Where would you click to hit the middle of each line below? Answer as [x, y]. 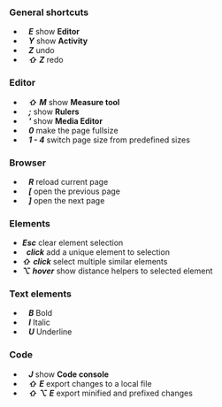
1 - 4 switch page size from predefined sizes [109, 140]
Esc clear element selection [73, 243]
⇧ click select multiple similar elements [95, 262]
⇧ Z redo [46, 60]
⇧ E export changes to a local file [90, 383]
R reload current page [68, 181]
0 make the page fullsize [73, 130]
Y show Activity [58, 41]
